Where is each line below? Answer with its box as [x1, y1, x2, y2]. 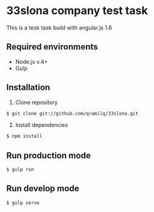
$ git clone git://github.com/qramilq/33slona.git [6, 110, 139, 116]
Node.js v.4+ [15, 58, 48, 65]
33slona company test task [6, 4, 148, 18]
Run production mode [6, 150, 91, 161]
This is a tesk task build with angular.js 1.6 [6, 24, 112, 31]
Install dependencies [15, 121, 69, 129]
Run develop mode [6, 183, 80, 194]
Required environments [6, 42, 98, 52]
